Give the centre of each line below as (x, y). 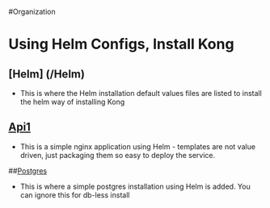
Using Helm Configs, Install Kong (121, 44)
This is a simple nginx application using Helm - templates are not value (138, 146)
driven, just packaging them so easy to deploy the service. (118, 155)
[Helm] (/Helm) (46, 74)
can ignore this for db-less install (75, 195)
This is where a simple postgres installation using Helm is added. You (135, 186)
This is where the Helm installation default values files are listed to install (141, 93)
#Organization (32, 12)
